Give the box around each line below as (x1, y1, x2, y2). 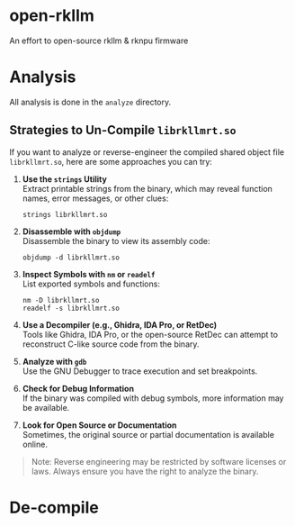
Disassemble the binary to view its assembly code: (22, 235, 210, 246)
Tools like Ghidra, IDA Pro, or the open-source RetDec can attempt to (22, 329, 279, 340)
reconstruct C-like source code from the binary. (22, 339, 200, 349)
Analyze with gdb (22, 356, 87, 367)
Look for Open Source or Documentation (22, 420, 177, 431)
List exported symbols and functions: (22, 278, 160, 289)
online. (22, 439, 48, 449)
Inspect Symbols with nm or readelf (22, 268, 156, 279)
